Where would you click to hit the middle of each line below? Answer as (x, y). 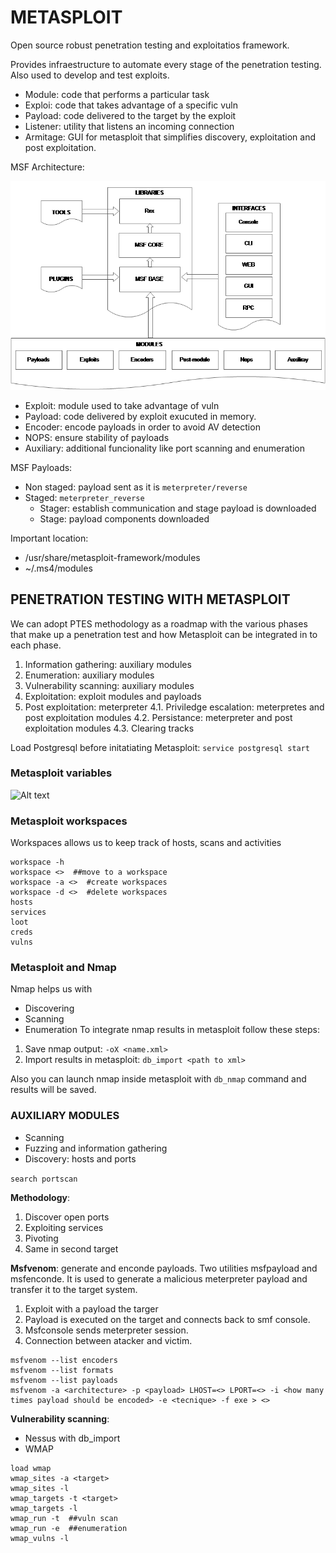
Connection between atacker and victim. (108, 1340)
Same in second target (71, 1248)
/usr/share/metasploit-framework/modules (112, 557)
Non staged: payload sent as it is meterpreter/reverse (136, 487)
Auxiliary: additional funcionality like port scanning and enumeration (164, 448)
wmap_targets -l (44, 1508)
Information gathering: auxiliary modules (108, 664)
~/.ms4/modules (58, 568)
